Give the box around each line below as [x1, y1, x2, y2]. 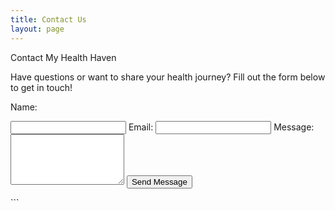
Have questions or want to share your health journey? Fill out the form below [10, 71, 326, 83]
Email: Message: [128, 121, 315, 133]
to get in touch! [10, 81, 73, 93]
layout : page [10, 24, 65, 34]
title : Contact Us [10, 14, 87, 25]
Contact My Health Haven [10, 51, 117, 63]
